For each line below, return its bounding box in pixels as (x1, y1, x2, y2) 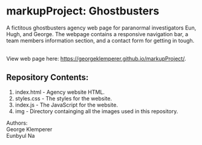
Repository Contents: (6, 72, 89, 82)
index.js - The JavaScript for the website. (15, 101, 118, 108)
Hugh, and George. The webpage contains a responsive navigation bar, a (6, 30, 189, 37)
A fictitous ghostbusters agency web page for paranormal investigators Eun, (6, 24, 197, 31)
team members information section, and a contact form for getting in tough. (6, 37, 195, 44)
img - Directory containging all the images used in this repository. (15, 107, 178, 115)
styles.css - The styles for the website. (15, 94, 112, 102)
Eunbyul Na (6, 132, 35, 139)
